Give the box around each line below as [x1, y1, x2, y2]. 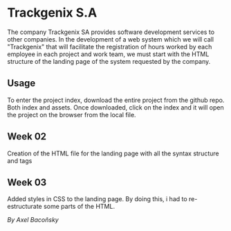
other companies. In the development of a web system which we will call [7, 35, 214, 43]
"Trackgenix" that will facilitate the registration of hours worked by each [7, 42, 212, 51]
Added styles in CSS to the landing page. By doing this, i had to [7, 195, 188, 203]
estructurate [7, 203, 43, 211]
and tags [7, 156, 33, 164]
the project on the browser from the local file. [7, 110, 136, 119]
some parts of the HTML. [44, 203, 115, 211]
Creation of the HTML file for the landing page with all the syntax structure [7, 149, 219, 157]
